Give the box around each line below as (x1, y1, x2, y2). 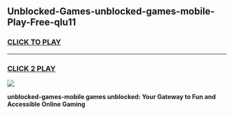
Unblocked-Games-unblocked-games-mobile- (7, 6, 215, 17)
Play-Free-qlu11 (7, 17, 77, 29)
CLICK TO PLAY (7, 38, 61, 47)
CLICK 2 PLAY (7, 63, 56, 73)
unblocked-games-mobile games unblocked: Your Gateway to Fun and (7, 92, 216, 100)
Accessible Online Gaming (7, 100, 86, 108)
